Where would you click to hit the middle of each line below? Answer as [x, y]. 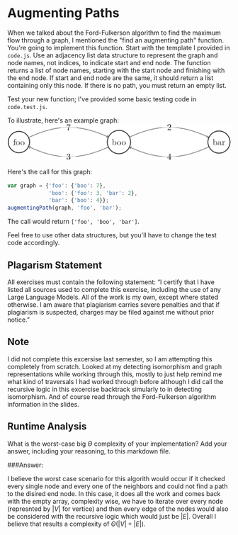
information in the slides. [43, 404]
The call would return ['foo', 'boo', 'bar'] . [74, 222]
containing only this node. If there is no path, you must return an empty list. [117, 85]
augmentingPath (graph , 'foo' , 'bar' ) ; [64, 208]
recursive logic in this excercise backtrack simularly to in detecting [104, 389]
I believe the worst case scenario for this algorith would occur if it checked [116, 478]
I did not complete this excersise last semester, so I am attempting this [110, 359]
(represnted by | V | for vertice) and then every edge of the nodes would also [118, 509]
